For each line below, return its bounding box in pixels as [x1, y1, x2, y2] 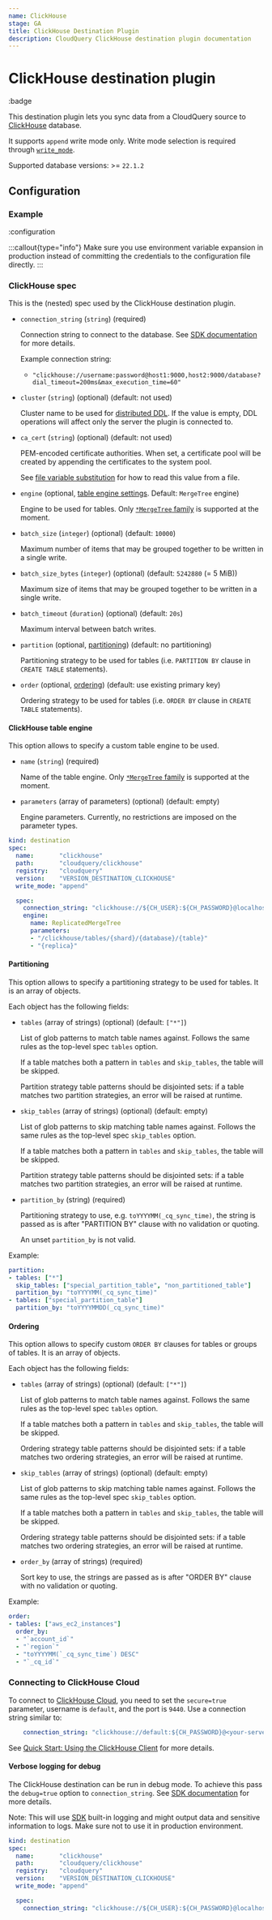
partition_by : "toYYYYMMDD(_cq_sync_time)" [15, 1304, 164, 1312]
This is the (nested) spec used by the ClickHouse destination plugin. [8, 298, 236, 308]
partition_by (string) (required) [19, 1194, 125, 1204]
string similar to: [8, 1712, 62, 1722]
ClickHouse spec [8, 280, 77, 291]
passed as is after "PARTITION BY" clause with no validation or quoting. [19, 1219, 260, 1228]
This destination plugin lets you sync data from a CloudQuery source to [8, 112, 247, 122]
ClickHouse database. [8, 121, 83, 131]
